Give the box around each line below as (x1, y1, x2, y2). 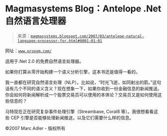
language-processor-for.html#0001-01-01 (17, 38, 102, 43)
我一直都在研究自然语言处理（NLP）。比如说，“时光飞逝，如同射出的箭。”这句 (5, 79, 162, 85)
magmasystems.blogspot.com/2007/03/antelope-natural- (30, 34, 144, 39)
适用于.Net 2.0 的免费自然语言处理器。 (5, 58, 84, 64)
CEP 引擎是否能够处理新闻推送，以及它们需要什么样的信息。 (10, 115, 134, 121)
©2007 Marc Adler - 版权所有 (5, 125, 66, 131)
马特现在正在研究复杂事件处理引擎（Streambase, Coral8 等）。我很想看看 (5, 108, 154, 114)
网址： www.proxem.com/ (5, 48, 52, 54)
